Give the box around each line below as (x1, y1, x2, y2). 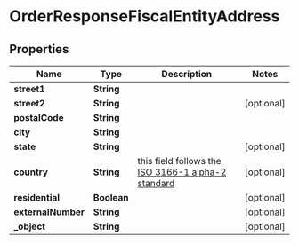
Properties (9, 42, 69, 57)
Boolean (93, 192, 129, 203)
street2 (13, 98, 46, 109)
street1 (13, 83, 46, 95)
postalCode (13, 112, 64, 123)
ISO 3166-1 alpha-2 (137, 166, 227, 178)
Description (161, 68, 213, 80)
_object (13, 220, 46, 232)
